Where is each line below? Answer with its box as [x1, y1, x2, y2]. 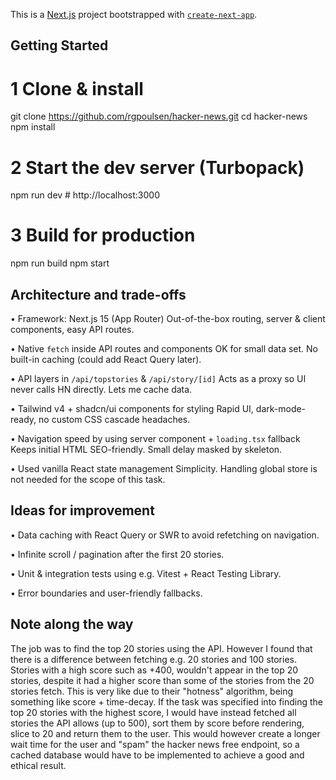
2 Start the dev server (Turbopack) [10, 156, 305, 179]
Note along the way [10, 616, 134, 633]
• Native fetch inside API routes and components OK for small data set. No [10, 343, 319, 355]
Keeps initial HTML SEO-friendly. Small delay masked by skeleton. [10, 444, 283, 456]
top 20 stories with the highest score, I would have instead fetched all [10, 706, 297, 718]
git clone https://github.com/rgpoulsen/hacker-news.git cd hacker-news [10, 110, 308, 123]
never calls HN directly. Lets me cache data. [10, 384, 193, 396]
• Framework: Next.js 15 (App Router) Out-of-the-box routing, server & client [10, 313, 326, 325]
